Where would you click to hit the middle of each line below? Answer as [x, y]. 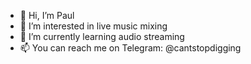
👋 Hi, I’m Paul [47, 15]
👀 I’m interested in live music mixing [93, 26]
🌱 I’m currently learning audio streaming [102, 36]
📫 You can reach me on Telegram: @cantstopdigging [130, 48]
